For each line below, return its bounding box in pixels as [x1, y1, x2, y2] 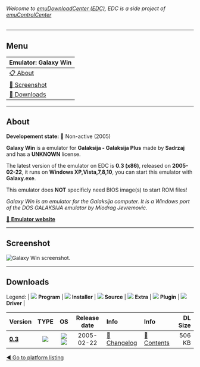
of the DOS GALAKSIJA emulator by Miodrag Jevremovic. [6, 204, 148, 211]
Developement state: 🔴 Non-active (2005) [6, 133, 111, 140]
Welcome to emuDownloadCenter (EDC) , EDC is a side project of [6, 5, 165, 12]
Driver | [6, 300, 26, 307]
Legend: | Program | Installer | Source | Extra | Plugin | [6, 293, 180, 300]
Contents [143, 339, 170, 347]
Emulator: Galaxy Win [9, 58, 72, 67]
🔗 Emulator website [6, 215, 55, 222]
